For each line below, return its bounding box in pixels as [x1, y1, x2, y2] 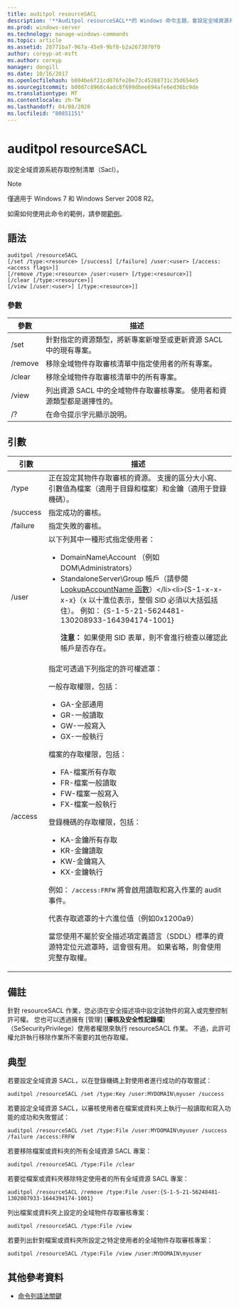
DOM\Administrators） [60, 563, 137, 573]
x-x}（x [60, 595, 87, 605]
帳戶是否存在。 [60, 643, 111, 653]
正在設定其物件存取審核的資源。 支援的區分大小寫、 [48, 472, 222, 482]
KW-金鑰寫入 [60, 856, 105, 866]
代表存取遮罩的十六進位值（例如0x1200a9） [48, 913, 198, 923]
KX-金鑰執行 [60, 867, 103, 877]
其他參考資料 [7, 1271, 64, 1283]
